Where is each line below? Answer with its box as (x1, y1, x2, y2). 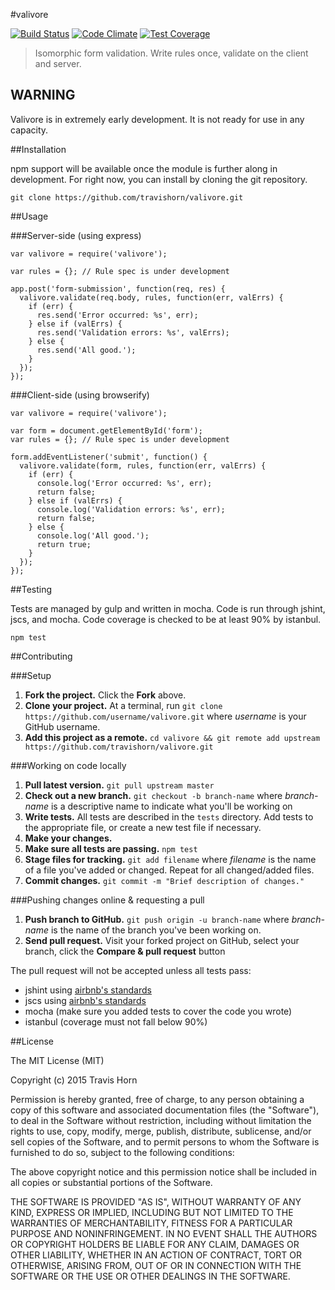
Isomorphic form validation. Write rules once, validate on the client (34, 47, 309, 59)
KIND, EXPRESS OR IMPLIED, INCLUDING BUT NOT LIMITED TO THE (10, 1206, 294, 1218)
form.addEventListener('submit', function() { (10, 452, 208, 462)
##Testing (10, 583, 53, 595)
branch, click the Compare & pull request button (24, 945, 226, 957)
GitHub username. (24, 720, 101, 733)
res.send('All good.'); (36, 345, 137, 355)
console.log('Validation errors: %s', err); (36, 504, 226, 514)
